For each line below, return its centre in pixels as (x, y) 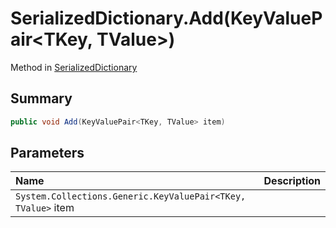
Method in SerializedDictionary (74, 67)
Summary (41, 98)
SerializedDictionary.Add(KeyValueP (166, 18)
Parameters (47, 153)
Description (292, 181)
